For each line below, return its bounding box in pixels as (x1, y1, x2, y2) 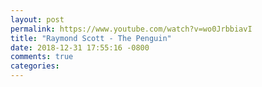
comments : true (10, 52, 74, 62)
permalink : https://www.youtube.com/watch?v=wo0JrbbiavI (10, 24, 253, 34)
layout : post (10, 14, 65, 25)
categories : (10, 61, 60, 71)
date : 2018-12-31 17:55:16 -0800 (10, 42, 150, 53)
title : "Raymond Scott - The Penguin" (10, 33, 172, 43)
